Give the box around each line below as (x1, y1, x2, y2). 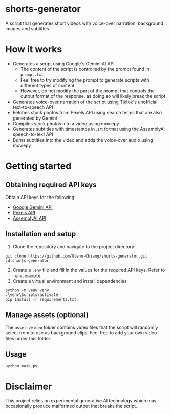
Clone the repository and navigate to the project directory (12, 243, 135, 249)
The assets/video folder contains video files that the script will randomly (5, 324, 158, 330)
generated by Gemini (12, 115, 57, 121)
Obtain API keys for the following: (5, 194, 76, 200)
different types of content (20, 82, 75, 88)
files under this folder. (5, 335, 52, 341)
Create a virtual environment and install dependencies (12, 278, 127, 284)
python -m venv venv (5, 288, 50, 293)
